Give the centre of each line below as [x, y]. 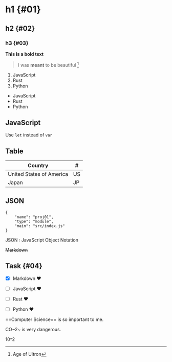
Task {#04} [24, 266]
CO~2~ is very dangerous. [33, 330]
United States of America [38, 174]
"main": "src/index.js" [40, 226]
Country [38, 166]
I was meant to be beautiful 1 [48, 64]
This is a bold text [25, 54]
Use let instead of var [29, 135]
